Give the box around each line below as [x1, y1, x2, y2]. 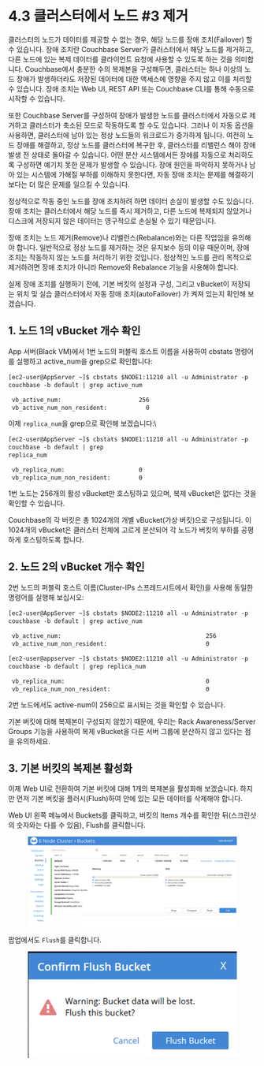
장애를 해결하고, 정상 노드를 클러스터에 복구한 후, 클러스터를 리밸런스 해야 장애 [16, 140, 256, 150]
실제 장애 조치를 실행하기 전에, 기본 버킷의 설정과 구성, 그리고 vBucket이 [8, 279, 230, 289]
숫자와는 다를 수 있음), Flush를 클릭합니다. [16, 821, 146, 830]
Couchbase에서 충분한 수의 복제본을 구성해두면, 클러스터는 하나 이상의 [24, 64, 243, 73]
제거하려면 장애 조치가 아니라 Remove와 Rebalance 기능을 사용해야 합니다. [8, 262, 239, 272]
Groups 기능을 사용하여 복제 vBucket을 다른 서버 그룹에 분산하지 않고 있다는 [8, 726, 243, 736]
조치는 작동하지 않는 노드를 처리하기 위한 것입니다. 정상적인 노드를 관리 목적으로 [8, 252, 252, 262]
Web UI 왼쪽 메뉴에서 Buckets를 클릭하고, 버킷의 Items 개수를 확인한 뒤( [8, 811, 232, 820]
